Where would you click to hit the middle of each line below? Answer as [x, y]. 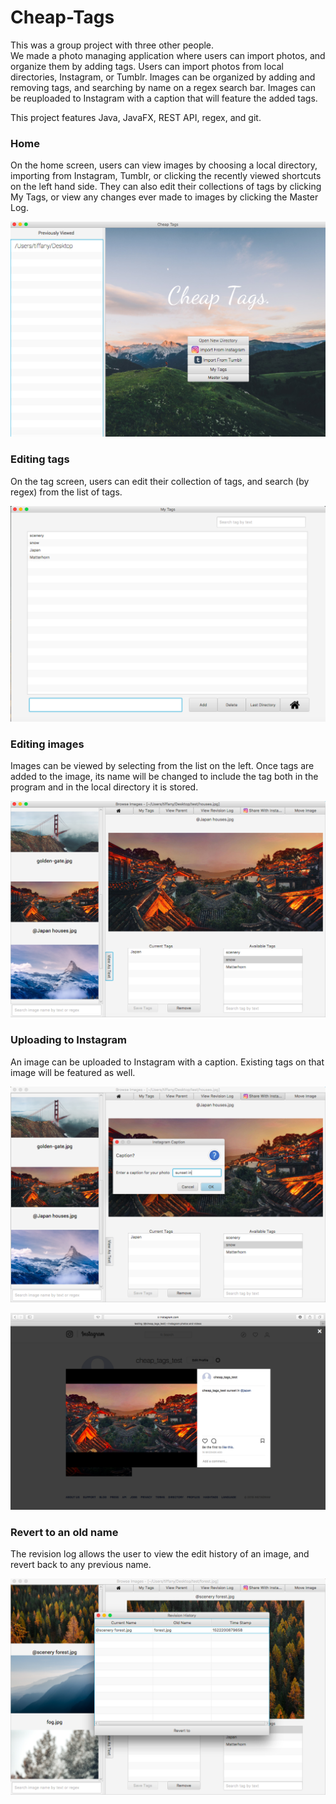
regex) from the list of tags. [66, 492]
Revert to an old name [64, 1533]
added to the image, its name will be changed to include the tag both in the [164, 777]
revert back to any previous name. [81, 1565]
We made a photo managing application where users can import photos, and [168, 55]
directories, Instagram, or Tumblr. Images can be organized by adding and [163, 77]
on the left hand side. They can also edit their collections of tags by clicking [166, 187]
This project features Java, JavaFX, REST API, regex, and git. [136, 117]
